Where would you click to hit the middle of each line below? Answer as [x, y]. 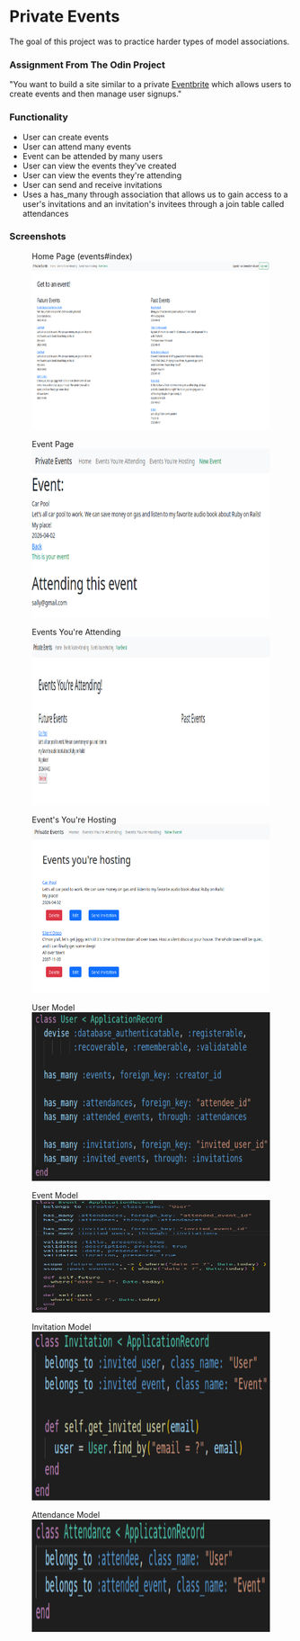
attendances [45, 213]
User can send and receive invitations [92, 184]
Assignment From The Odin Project [88, 65]
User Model [53, 1007]
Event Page [53, 444]
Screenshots [38, 237]
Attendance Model [66, 1514]
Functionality [39, 117]
